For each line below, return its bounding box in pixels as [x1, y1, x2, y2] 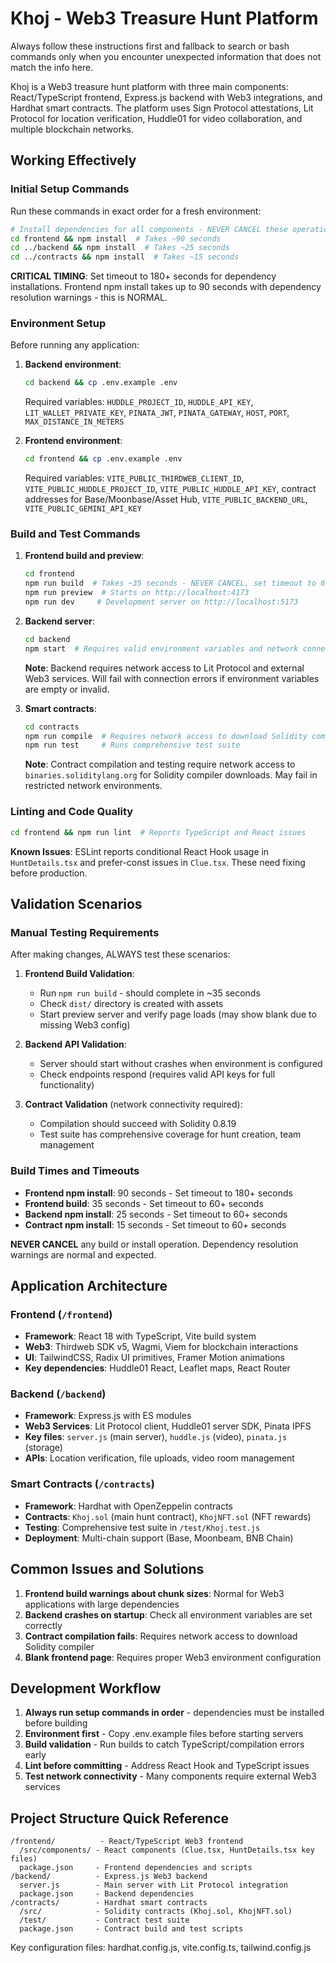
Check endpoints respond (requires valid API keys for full [39, 1068, 276, 1081]
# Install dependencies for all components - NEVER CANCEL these [10, 224, 288, 234]
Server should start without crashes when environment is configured [39, 1058, 323, 1070]
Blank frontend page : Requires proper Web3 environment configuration [24, 1651, 322, 1663]
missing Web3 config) [39, 1019, 131, 1031]
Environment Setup [10, 317, 107, 331]
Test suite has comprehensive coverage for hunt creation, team [39, 1128, 302, 1141]
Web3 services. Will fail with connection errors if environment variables [24, 672, 320, 684]
